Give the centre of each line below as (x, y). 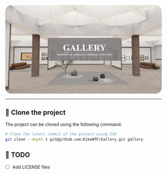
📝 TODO (18, 155)
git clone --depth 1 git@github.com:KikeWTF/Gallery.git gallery (74, 140)
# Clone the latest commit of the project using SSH (61, 134)
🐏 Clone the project (36, 112)
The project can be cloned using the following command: (64, 125)
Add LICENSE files (31, 167)
